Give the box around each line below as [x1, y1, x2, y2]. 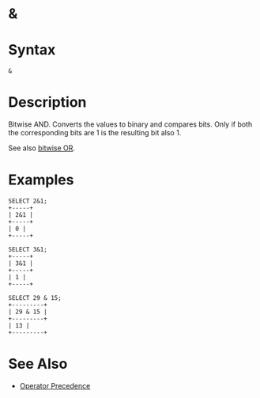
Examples [8, 171, 74, 189]
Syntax [8, 41, 56, 59]
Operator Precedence [19, 381, 91, 390]
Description [8, 93, 87, 112]
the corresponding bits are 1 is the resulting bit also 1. [8, 128, 182, 138]
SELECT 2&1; [8, 197, 47, 205]
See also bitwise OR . [8, 143, 76, 153]
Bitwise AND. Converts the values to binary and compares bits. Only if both [8, 119, 253, 129]
